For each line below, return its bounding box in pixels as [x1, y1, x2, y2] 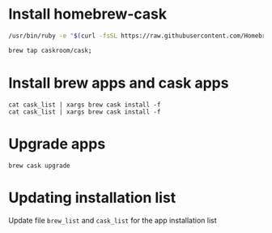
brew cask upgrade [8, 162, 70, 170]
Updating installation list [8, 188, 176, 207]
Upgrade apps [8, 135, 106, 153]
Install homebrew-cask [8, 5, 168, 24]
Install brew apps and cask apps [8, 74, 229, 92]
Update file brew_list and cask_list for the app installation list [8, 215, 217, 225]
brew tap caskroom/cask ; [8, 46, 92, 54]
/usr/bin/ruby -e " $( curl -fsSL [8, 32, 117, 40]
